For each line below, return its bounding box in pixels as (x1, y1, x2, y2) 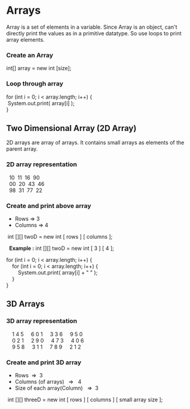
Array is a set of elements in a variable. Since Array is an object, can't (6, 23, 177, 30)
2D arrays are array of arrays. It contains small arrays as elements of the (6, 139, 185, 146)
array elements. (6, 36, 45, 43)
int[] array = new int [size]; (6, 65, 72, 72)
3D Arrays (6, 299, 45, 309)
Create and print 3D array (6, 358, 82, 367)
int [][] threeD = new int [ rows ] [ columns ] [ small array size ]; (7, 396, 163, 403)
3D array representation (6, 317, 78, 325)
